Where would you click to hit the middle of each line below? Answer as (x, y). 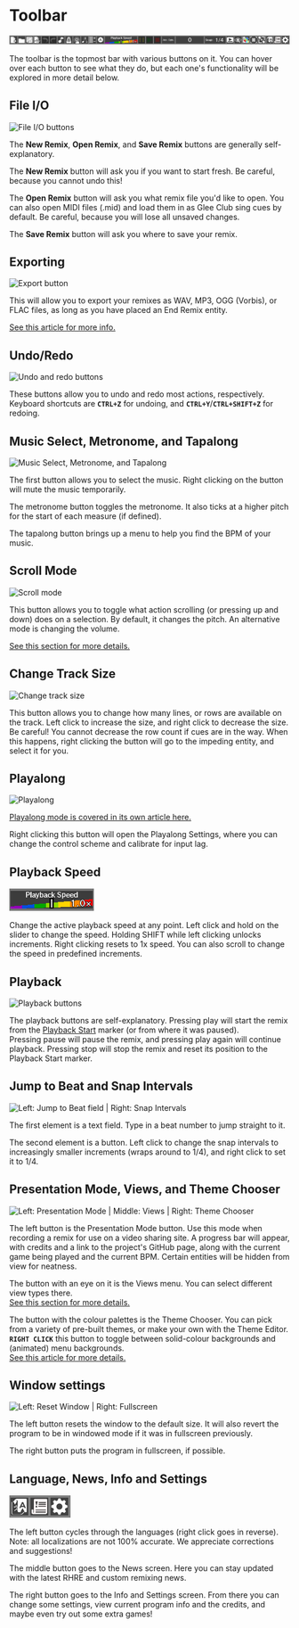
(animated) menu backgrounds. (67, 1348)
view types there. (41, 1293)
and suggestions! (41, 1551)
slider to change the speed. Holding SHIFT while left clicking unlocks (135, 935)
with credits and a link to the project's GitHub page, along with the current (145, 1247)
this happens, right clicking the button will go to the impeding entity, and (141, 741)
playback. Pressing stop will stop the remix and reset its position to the (139, 1049)
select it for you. (39, 751)
